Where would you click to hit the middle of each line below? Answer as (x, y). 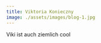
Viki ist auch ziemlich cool (38, 34)
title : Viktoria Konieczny (40, 12)
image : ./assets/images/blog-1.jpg (51, 17)
